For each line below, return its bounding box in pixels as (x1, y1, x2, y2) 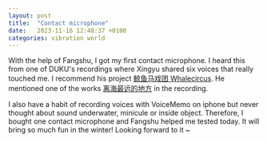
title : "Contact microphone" (8, 19, 110, 27)
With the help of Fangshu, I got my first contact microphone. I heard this (8, 56, 245, 65)
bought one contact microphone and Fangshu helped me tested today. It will (8, 116, 260, 126)
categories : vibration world (8, 34, 106, 42)
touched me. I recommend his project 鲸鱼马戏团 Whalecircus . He (8, 73, 225, 84)
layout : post (8, 11, 52, 20)
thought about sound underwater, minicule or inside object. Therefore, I (8, 108, 244, 118)
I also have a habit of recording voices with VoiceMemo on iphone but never (8, 100, 259, 109)
